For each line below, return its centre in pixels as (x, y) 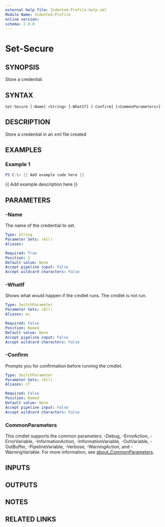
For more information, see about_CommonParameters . (98, 452)
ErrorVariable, (20, 442)
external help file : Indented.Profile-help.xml (56, 10)
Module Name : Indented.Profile (38, 15)
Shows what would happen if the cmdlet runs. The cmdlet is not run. (76, 296)
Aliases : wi (18, 314)
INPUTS (18, 468)
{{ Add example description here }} (42, 185)
